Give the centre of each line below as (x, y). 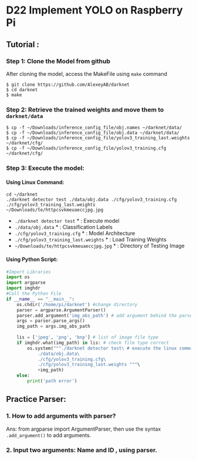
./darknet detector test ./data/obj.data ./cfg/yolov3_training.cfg (91, 200)
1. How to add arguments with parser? (61, 416)
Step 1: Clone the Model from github (58, 61)
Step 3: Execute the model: (45, 168)
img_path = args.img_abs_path (54, 327)
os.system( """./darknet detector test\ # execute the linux (102, 348)
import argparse (26, 283)
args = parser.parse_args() (51, 321)
